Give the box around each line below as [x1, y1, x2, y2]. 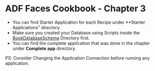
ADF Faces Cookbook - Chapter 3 [5, 3, 146, 14]
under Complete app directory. [12, 45, 77, 51]
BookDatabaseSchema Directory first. [12, 35, 90, 41]
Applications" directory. [12, 24, 61, 30]
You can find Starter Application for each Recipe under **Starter [12, 19, 146, 25]
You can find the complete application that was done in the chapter [12, 40, 150, 46]
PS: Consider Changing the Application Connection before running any [5, 55, 150, 61]
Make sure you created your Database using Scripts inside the [12, 30, 140, 35]
